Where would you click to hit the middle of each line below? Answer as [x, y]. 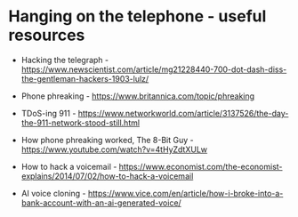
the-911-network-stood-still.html [80, 123]
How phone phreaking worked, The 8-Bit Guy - [107, 140]
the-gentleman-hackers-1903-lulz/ [85, 78]
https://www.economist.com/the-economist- [201, 166]
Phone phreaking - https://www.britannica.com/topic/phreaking [138, 96]
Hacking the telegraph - [64, 60]
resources [47, 35]
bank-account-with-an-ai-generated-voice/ [101, 203]
